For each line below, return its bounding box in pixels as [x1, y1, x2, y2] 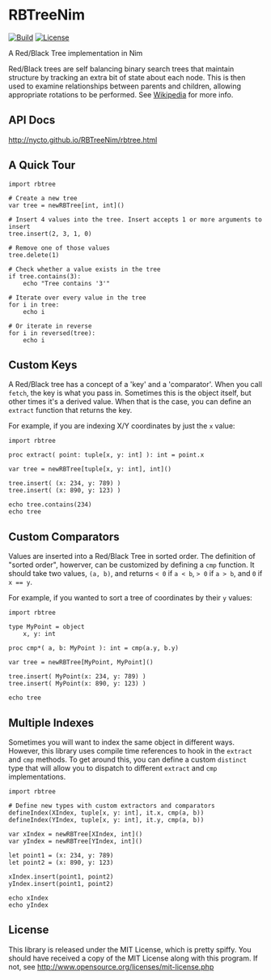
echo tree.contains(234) [8, 501, 92, 509]
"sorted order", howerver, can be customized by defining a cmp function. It [8, 560, 255, 570]
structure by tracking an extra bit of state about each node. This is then [8, 72, 246, 82]
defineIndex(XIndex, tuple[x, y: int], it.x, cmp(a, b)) [8, 809, 205, 817]
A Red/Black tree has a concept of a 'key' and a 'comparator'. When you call [8, 380, 263, 389]
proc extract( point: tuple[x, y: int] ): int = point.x [8, 451, 205, 459]
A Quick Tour [8, 158, 76, 172]
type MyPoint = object [8, 623, 85, 631]
